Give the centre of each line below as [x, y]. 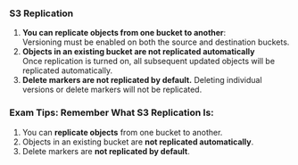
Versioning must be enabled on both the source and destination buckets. [156, 42]
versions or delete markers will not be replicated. [112, 90]
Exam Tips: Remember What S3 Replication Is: [112, 112]
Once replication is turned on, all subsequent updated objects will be [148, 62]
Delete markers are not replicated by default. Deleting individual [142, 80]
